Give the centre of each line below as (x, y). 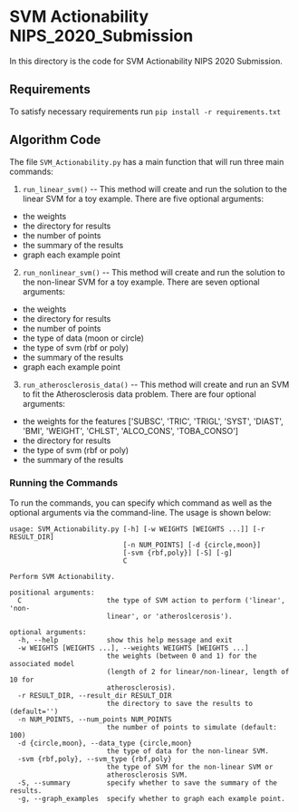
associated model (42, 663)
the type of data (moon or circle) (83, 338)
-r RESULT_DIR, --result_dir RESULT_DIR (95, 695)
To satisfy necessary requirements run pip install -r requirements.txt (145, 111)
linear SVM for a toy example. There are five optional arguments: (143, 198)
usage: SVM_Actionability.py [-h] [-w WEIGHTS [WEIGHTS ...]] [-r (137, 529)
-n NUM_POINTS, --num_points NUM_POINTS (95, 719)
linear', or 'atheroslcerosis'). (169, 616)
